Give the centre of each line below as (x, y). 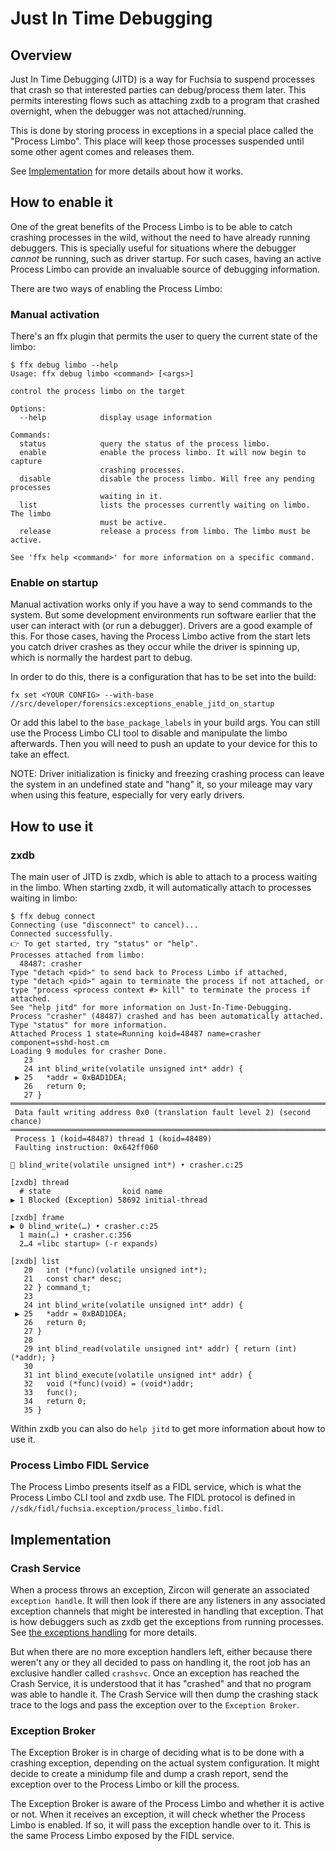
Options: (28, 409)
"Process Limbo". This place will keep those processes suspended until (157, 141)
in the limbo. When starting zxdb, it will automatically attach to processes (161, 888)
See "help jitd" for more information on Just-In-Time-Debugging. (151, 1008)
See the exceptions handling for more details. (104, 1633)
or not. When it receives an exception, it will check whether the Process (158, 1814)
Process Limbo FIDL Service (80, 1465)
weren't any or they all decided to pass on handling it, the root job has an (160, 1663)
